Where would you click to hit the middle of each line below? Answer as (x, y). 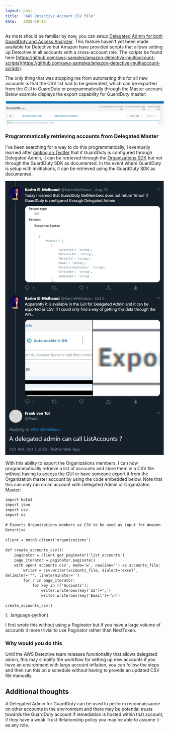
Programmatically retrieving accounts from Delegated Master (82, 136)
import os (16, 515)
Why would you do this (34, 643)
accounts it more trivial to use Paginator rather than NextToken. (71, 630)
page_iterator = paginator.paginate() (55, 560)
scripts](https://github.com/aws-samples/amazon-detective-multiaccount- (83, 63)
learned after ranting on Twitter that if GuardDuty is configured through (79, 152)
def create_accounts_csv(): (35, 550)
